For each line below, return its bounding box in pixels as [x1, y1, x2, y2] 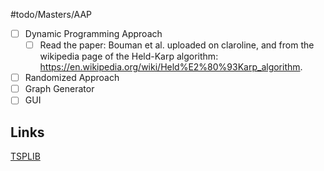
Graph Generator [24, 83, 95, 95]
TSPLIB [10, 150, 41, 163]
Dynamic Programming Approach [24, 28, 163, 39]
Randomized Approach [24, 72, 120, 84]
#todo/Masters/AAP [10, 9, 93, 20]
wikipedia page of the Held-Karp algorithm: [39, 50, 219, 63]
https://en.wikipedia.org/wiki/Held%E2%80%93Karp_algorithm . [39, 61, 303, 73]
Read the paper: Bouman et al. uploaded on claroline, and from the [39, 39, 315, 51]
